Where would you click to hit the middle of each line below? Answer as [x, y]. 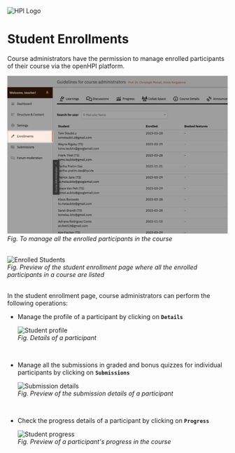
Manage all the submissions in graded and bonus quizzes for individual [120, 365]
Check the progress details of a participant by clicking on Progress [113, 420]
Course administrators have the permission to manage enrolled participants [116, 58]
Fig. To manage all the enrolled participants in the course [90, 238]
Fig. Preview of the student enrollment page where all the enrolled [102, 267]
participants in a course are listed [56, 274]
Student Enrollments [68, 39]
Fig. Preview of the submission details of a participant [95, 393]
